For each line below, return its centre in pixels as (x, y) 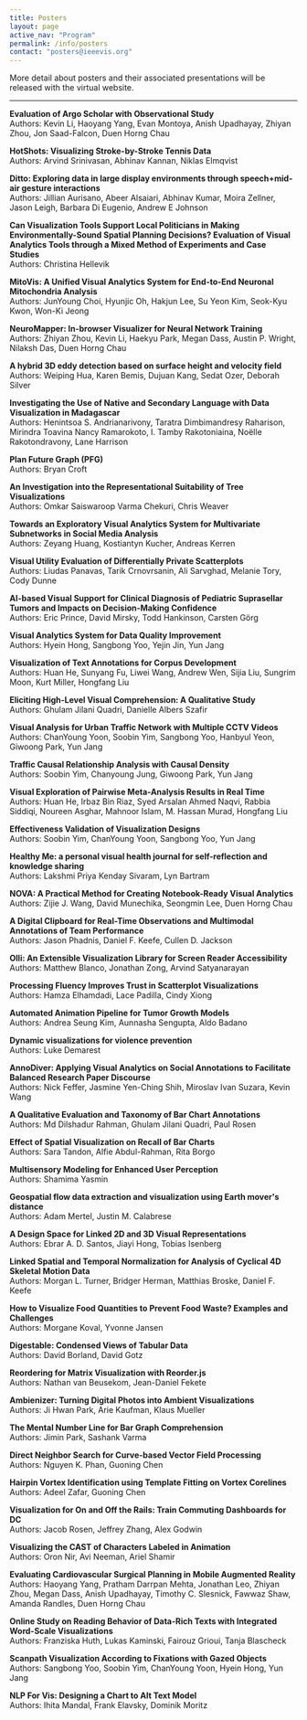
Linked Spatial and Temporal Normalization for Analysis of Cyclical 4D (145, 1261)
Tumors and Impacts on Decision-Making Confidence (113, 608)
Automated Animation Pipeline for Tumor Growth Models (120, 1013)
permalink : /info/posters (58, 43)
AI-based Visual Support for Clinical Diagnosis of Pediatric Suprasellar (146, 599)
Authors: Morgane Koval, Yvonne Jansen (86, 1328)
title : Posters (38, 18)
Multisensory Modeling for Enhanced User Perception (114, 1170)
